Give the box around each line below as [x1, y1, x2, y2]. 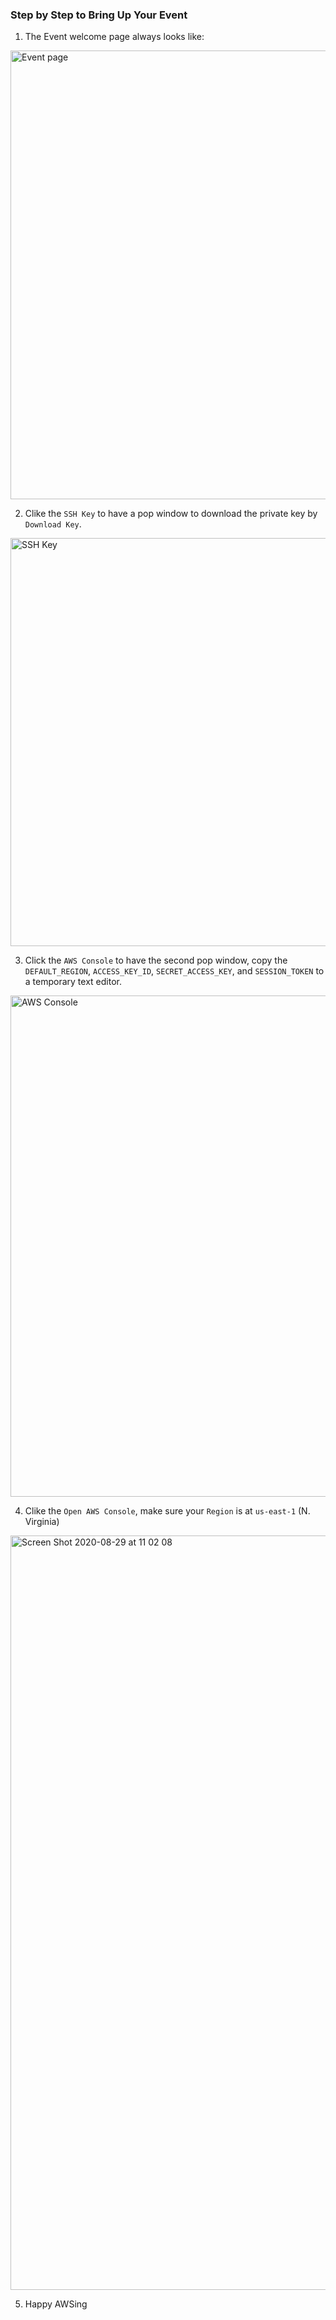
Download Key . [24, 518, 82, 530]
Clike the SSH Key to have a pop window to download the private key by [24, 508, 318, 520]
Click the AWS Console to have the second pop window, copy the [24, 954, 288, 967]
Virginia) [24, 1516, 60, 1528]
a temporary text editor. [24, 976, 122, 988]
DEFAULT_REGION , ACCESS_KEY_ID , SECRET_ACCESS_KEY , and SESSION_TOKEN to [24, 965, 325, 977]
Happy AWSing [24, 2298, 88, 2310]
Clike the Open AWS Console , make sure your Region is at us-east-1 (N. [24, 1505, 311, 1517]
